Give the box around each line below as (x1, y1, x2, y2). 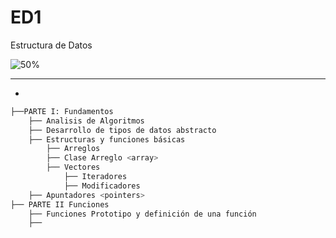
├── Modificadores (63, 181, 141, 191)
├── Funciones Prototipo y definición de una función (28, 209, 257, 219)
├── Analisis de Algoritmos (28, 116, 145, 126)
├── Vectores (46, 162, 101, 173)
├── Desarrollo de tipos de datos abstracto (28, 125, 217, 135)
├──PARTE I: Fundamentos (10, 106, 114, 116)
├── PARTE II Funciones (10, 199, 110, 210)
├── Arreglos (46, 144, 101, 154)
